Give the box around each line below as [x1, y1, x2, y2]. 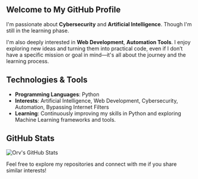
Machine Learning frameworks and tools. [14, 116, 116, 123]
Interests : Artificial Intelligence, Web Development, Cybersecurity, [14, 97, 178, 104]
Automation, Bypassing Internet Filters [14, 103, 109, 110]
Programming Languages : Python [14, 91, 100, 98]
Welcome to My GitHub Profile [6, 5, 121, 15]
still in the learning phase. [6, 27, 70, 34]
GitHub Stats [6, 134, 55, 144]
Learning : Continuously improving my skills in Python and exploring [14, 110, 182, 117]
